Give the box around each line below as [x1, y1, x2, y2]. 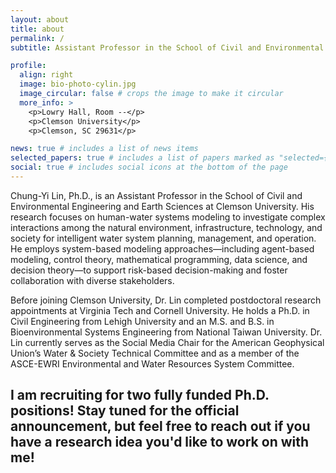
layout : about [10, 14, 70, 25]
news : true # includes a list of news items [10, 144, 199, 154]
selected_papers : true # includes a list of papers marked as [10, 153, 275, 163]
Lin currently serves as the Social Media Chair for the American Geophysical [10, 336, 325, 348]
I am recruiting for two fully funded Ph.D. [10, 387, 270, 404]
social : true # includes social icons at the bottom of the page [10, 162, 288, 173]
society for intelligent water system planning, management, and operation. [10, 232, 317, 244]
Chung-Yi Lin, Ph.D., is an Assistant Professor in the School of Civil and [10, 189, 303, 201]
